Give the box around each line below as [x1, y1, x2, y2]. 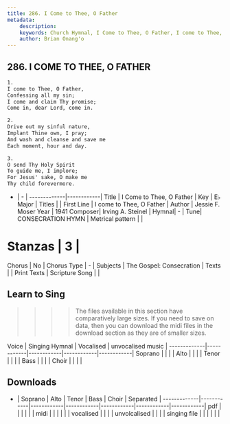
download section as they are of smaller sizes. [75, 329, 207, 337]
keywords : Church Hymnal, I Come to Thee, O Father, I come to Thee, [19, 29, 223, 36]
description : [19, 23, 57, 30]
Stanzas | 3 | [7, 239, 80, 255]
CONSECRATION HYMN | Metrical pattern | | [16, 215, 143, 223]
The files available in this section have [75, 307, 183, 315]
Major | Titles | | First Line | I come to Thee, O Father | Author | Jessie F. [16, 200, 220, 209]
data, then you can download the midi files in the [75, 321, 214, 329]
